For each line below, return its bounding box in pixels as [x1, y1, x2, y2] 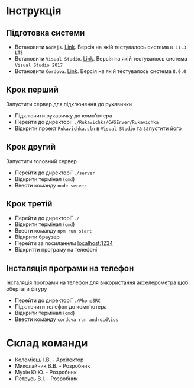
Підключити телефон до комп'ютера [14, 303, 108, 310]
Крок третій [6, 199, 53, 209]
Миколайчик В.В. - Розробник [14, 362, 90, 370]
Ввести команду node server [14, 182, 87, 189]
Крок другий [6, 142, 56, 152]
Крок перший [6, 85, 59, 95]
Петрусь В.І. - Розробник [14, 375, 78, 382]
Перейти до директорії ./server [14, 169, 96, 176]
